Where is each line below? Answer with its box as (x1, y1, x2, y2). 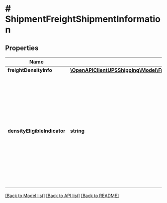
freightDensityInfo (7, 67, 52, 73)
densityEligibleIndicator (7, 127, 66, 134)
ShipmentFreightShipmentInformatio (5, 13, 161, 25)
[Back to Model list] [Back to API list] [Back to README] (5, 193, 119, 199)
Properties (5, 44, 39, 52)
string (70, 127, 85, 134)
